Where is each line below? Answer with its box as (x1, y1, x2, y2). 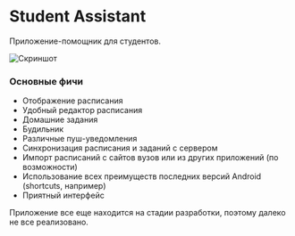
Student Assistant (9, 6, 147, 27)
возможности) (21, 162, 78, 173)
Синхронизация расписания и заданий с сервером (21, 142, 218, 153)
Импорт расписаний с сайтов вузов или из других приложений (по (21, 152, 279, 163)
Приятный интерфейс (21, 190, 105, 201)
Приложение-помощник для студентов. (9, 36, 161, 46)
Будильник (21, 124, 64, 134)
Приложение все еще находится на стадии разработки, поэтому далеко (9, 208, 286, 218)
